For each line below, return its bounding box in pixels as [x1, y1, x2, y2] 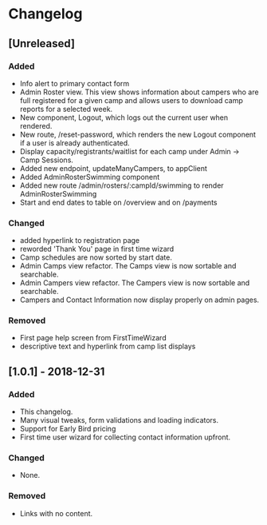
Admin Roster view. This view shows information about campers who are [19, 87, 259, 97]
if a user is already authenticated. [19, 137, 130, 148]
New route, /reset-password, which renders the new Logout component [19, 129, 257, 139]
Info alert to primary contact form [19, 78, 130, 88]
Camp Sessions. [19, 155, 74, 165]
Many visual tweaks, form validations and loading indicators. [19, 416, 219, 425]
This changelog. [19, 407, 73, 416]
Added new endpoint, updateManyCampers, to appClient [19, 163, 207, 173]
